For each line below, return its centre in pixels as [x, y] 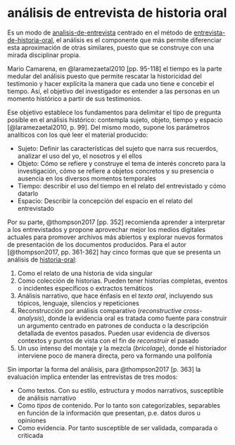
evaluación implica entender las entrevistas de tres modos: [93, 377]
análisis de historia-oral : [42, 260]
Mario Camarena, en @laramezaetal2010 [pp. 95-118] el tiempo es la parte [115, 68]
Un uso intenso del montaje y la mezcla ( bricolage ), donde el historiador [122, 348]
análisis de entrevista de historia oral [117, 13]
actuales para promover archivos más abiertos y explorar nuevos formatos [115, 237]
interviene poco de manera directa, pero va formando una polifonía [115, 355]
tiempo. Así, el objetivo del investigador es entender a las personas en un [114, 91]
